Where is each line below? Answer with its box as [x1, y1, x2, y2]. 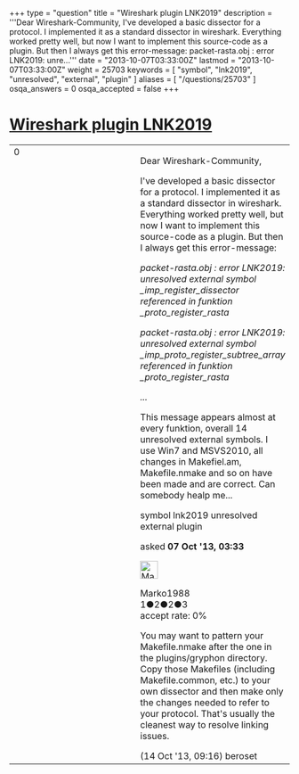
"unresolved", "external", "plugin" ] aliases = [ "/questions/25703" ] [9, 74, 256, 84]
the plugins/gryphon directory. [140, 651, 268, 663]
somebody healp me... [140, 489, 233, 501]
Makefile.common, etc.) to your [140, 673, 271, 686]
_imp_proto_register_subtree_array [140, 348, 287, 360]
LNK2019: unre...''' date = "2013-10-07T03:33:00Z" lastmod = [9, 55, 237, 65]
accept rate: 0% [140, 609, 207, 622]
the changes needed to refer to [140, 696, 270, 708]
